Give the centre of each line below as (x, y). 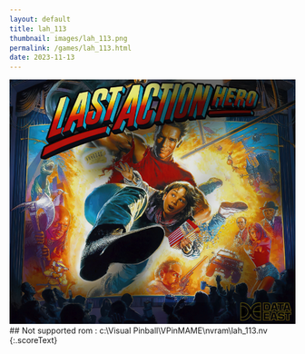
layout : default (40, 19)
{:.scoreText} (34, 340)
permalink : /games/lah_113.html (70, 48)
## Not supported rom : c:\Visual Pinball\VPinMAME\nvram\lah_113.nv (138, 330)
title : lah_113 (38, 29)
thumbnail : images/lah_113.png (69, 38)
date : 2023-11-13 (42, 58)
